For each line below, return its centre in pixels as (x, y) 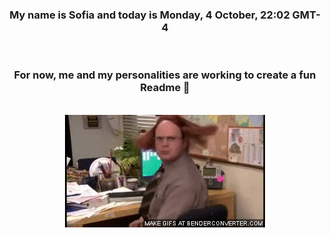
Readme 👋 (165, 88)
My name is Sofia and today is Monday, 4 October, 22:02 (149, 15)
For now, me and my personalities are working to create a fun (165, 75)
